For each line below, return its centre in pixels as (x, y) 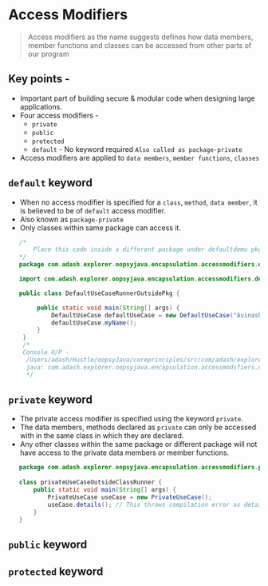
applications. (41, 106)
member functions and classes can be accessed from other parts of (140, 45)
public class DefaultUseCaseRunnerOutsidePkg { (99, 293)
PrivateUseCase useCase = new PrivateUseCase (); (130, 497)
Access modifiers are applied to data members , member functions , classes (140, 157)
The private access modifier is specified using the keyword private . (131, 419)
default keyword (51, 183)
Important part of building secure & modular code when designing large (137, 98)
